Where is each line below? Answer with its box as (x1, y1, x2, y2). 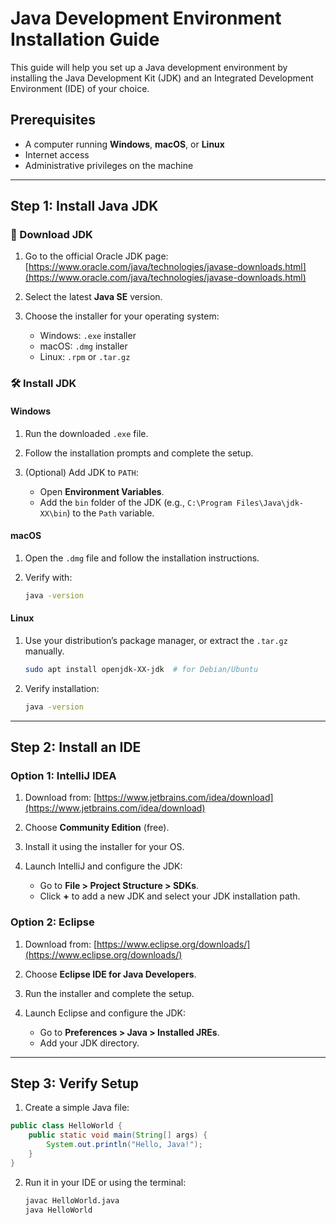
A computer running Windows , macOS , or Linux (24, 138, 225, 150)
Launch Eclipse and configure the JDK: (24, 1007, 186, 1019)
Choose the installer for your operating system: (24, 310, 220, 322)
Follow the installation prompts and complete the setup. (24, 447, 254, 459)
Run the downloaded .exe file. (24, 427, 149, 439)
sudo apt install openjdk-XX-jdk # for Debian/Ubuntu (24, 664, 259, 674)
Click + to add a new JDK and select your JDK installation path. (39, 890, 301, 902)
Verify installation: (24, 682, 100, 694)
